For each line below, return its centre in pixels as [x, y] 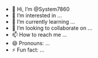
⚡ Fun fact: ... [28, 50]
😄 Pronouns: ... [31, 43]
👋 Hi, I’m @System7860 [41, 9]
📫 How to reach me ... [39, 35]
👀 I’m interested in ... [37, 15]
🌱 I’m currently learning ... [43, 22]
